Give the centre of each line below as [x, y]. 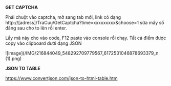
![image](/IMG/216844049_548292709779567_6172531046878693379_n [82, 53]
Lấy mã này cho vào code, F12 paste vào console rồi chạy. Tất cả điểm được [86, 38]
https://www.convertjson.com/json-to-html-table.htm [61, 78]
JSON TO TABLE [23, 68]
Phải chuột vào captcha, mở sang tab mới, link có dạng [63, 17]
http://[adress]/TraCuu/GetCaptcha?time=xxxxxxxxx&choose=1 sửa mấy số [85, 23]
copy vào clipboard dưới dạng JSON [44, 43]
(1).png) [14, 59]
